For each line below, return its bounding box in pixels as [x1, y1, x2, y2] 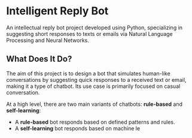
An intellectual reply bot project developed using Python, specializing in [6, 24, 183, 31]
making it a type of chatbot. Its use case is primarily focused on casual [6, 82, 181, 90]
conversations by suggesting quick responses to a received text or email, [6, 76, 187, 83]
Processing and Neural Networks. [6, 36, 90, 44]
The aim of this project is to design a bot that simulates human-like [6, 70, 170, 77]
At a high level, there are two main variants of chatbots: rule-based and [6, 100, 182, 108]
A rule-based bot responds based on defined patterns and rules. [14, 118, 175, 125]
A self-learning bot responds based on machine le [14, 124, 141, 132]
